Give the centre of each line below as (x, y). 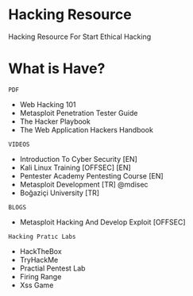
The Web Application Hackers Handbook (86, 129)
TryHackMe (39, 259)
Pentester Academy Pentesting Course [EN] (92, 175)
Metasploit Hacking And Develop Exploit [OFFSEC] (102, 222)
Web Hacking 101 (48, 104)
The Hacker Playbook (55, 121)
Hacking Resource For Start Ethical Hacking (80, 37)
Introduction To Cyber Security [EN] (78, 159)
